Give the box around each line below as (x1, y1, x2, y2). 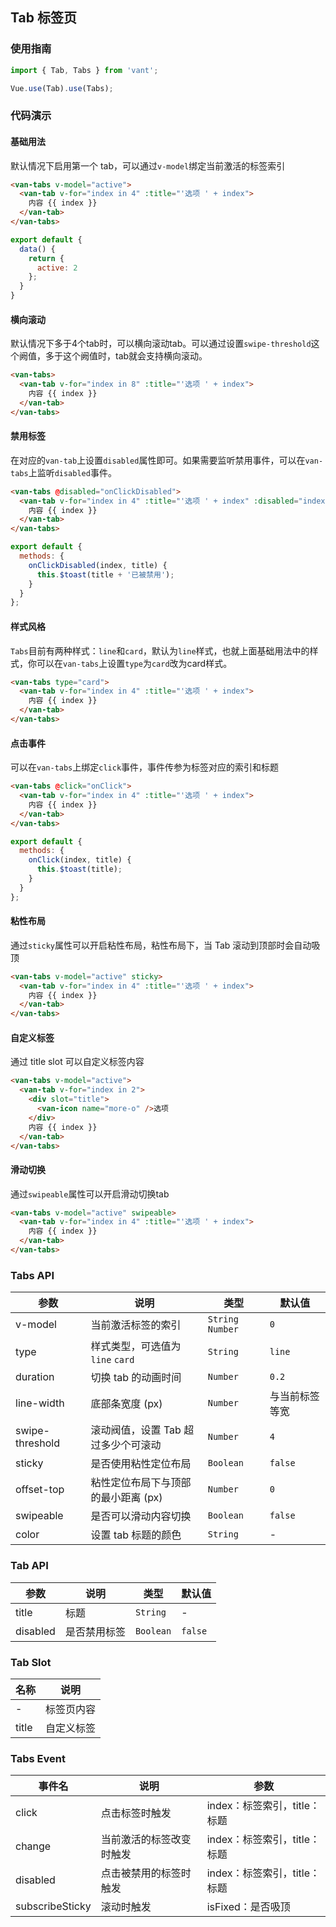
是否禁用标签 (64, 1624, 126, 1638)
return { (28, 253, 65, 263)
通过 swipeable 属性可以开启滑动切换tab (10, 1188, 170, 1200)
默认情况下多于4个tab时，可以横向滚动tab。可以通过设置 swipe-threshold (10, 338, 312, 350)
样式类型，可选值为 (90, 1339, 182, 1353)
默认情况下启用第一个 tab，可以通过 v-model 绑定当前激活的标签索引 (10, 159, 286, 172)
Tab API (10, 1559, 49, 1573)
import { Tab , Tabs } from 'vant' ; (10, 65, 159, 75)
